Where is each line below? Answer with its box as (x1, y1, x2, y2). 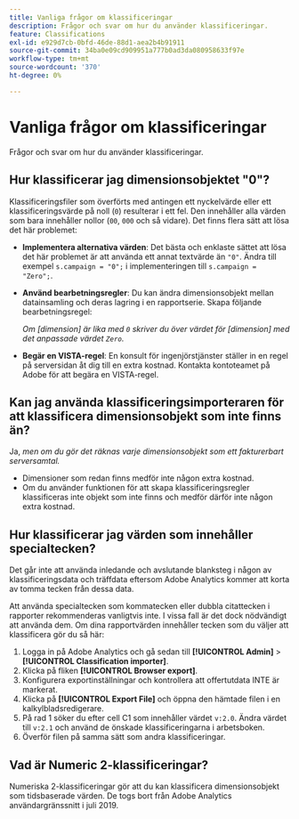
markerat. (21, 685, 58, 695)
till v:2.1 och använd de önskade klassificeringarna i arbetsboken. (21, 722, 265, 733)
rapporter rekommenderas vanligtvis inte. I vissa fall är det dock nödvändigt (9, 611, 287, 621)
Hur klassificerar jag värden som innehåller (9, 527, 254, 542)
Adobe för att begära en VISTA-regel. (21, 369, 159, 379)
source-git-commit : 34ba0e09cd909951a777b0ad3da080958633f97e (9, 46, 245, 55)
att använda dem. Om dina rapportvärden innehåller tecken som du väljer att (9, 620, 289, 630)
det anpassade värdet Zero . (21, 333, 125, 344)
